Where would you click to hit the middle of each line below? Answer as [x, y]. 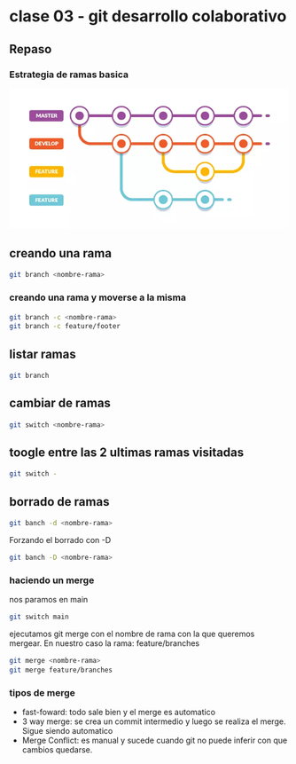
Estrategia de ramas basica [69, 75]
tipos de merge [42, 692]
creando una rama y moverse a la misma [97, 297]
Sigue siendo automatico [67, 731]
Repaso [31, 49]
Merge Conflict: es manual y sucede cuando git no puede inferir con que [155, 740]
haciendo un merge [52, 580]
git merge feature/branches [61, 670]
